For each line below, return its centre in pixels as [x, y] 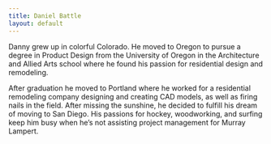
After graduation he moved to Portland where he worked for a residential [130, 88]
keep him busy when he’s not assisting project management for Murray [127, 122]
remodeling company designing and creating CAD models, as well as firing [133, 96]
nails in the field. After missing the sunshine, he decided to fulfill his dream [133, 105]
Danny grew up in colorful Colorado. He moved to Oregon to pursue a [125, 46]
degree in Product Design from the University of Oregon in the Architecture [134, 55]
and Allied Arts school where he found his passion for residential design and [136, 64]
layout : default [36, 23]
